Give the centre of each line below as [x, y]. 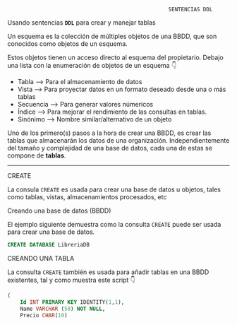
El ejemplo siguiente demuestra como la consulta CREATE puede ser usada [114, 224]
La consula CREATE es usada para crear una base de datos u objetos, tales [114, 189]
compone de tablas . [37, 155]
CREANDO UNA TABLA [41, 258]
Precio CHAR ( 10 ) [44, 315]
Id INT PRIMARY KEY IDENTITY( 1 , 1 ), [72, 302]
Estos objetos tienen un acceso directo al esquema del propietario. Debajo [115, 57]
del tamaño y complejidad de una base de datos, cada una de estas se [110, 148]
